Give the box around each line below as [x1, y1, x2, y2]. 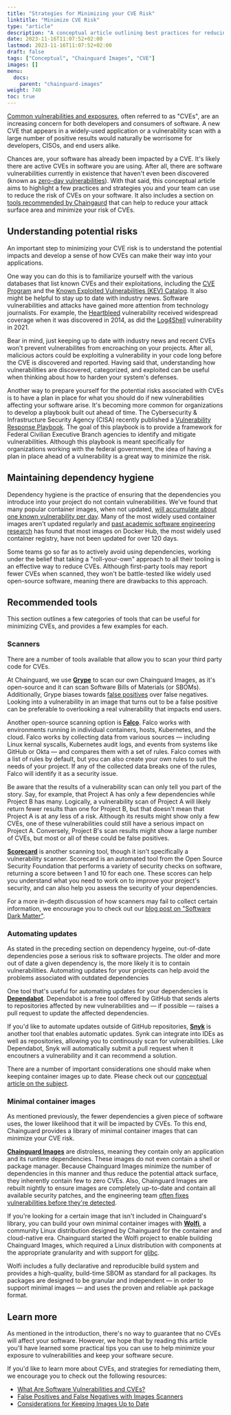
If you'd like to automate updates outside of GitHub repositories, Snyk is [7, 1022, 212, 1030]
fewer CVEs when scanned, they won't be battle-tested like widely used [7, 569, 211, 578]
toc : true [7, 94, 36, 100]
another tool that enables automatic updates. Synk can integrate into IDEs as [7, 1030, 224, 1038]
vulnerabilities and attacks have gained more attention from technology [7, 301, 209, 310]
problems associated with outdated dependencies [7, 974, 149, 982]
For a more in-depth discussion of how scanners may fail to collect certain [7, 897, 218, 905]
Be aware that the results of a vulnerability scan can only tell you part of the [7, 782, 222, 791]
